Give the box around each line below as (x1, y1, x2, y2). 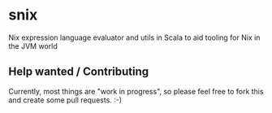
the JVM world (8, 41, 58, 50)
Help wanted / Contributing (8, 65, 149, 79)
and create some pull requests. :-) (8, 95, 123, 105)
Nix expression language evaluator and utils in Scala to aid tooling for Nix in (8, 33, 261, 42)
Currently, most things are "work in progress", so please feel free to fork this (8, 86, 264, 96)
